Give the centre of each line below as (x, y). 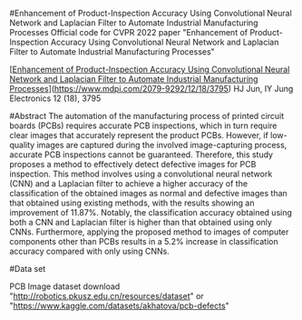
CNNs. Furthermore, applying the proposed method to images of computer (149, 232)
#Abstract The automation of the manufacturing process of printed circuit (147, 116)
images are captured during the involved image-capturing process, (162, 145)
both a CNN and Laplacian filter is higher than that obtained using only (141, 222)
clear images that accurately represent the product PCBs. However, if (139, 135)
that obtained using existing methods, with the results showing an (132, 203)
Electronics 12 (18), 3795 (55, 98)
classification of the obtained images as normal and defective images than (148, 193)
